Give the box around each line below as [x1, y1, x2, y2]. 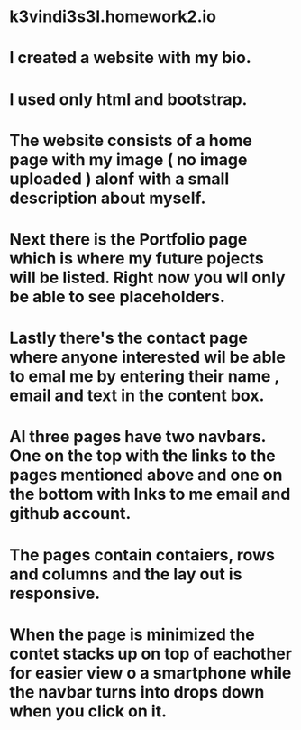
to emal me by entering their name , [9, 366, 279, 387]
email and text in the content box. [9, 385, 265, 406]
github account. [9, 504, 132, 524]
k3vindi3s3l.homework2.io [9, 6, 217, 27]
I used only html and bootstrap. [9, 88, 248, 109]
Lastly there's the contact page [9, 328, 249, 348]
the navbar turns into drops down [9, 681, 265, 702]
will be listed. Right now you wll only [9, 267, 286, 288]
